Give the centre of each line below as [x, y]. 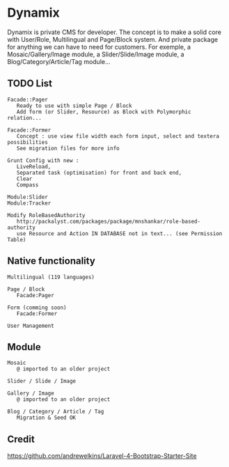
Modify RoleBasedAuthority [46, 215]
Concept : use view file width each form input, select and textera [118, 136]
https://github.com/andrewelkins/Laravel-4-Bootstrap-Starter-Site [102, 456]
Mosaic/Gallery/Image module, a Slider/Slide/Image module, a [96, 54]
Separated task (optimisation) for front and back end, [99, 173]
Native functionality [51, 261]
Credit [21, 439]
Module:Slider [28, 197]
